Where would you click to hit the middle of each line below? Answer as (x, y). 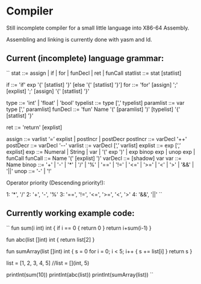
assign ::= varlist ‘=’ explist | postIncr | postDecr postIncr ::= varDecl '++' (97, 139)
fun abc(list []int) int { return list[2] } (51, 239)
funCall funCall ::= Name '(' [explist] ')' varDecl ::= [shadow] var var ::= (94, 158)
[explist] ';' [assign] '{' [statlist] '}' (48, 91)
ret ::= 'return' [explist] (34, 127)
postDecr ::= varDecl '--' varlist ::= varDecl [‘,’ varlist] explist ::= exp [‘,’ (94, 145)
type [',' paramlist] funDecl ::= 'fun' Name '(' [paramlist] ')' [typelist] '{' (93, 109)
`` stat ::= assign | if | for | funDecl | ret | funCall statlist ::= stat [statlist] (94, 73)
